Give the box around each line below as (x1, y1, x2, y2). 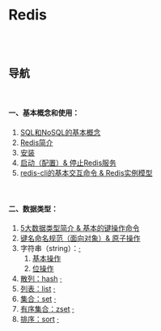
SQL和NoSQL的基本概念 (19, 127, 101, 137)
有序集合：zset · (19, 304, 74, 314)
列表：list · (19, 284, 56, 294)
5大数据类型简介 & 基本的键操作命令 (19, 223, 140, 233)
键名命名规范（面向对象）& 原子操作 (19, 233, 141, 244)
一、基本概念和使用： (8, 108, 79, 118)
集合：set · (19, 294, 57, 304)
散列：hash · (19, 274, 62, 284)
